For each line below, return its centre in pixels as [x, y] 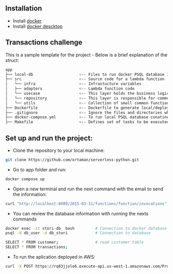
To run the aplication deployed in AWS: [54, 257]
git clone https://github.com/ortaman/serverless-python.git [72, 160]
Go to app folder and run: [40, 169]
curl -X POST [19, 266]
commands [25, 219]
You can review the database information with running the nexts [81, 213]
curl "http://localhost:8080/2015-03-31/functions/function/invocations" [86, 204]
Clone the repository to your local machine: [58, 150]
